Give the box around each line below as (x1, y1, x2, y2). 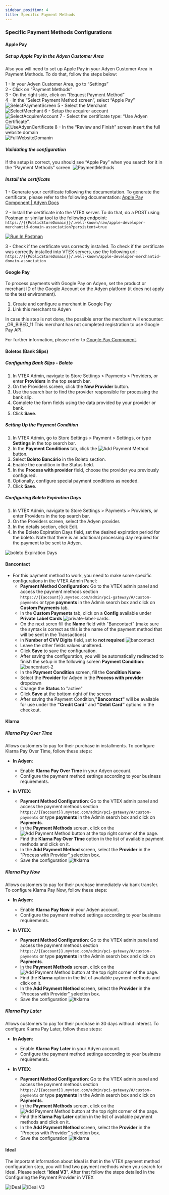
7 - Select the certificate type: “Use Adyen (60, 113, 148, 119)
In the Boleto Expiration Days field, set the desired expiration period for (12, 529, 160, 535)
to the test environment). (5, 291, 57, 297)
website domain (5, 129, 39, 135)
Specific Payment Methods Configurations (5, 29, 112, 36)
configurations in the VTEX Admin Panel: (12, 578, 97, 584)
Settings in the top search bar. (12, 440, 77, 446)
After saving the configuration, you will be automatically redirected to (20, 653, 164, 659)
